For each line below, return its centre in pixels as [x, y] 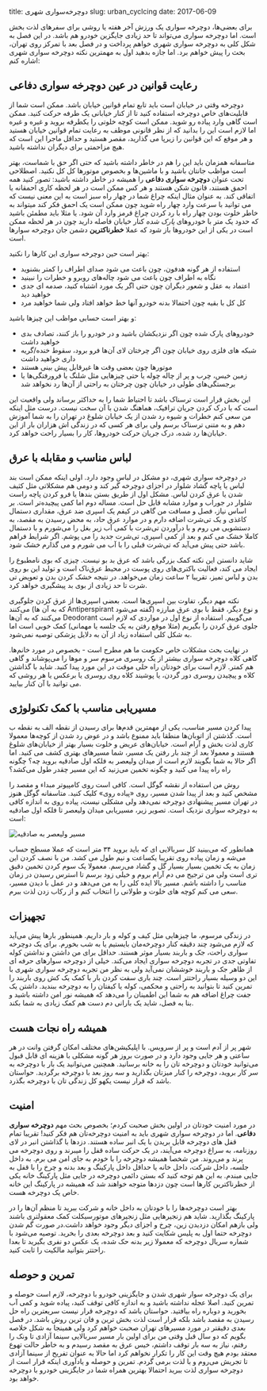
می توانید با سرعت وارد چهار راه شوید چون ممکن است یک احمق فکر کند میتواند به [130, 204]
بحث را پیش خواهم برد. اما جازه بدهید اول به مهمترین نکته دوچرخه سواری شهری [127, 52]
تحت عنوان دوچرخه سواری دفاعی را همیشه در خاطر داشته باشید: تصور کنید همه [126, 179]
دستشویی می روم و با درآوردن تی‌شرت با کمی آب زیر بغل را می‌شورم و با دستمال [130, 528]
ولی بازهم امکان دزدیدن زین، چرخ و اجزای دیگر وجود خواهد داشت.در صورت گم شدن [134, 1224]
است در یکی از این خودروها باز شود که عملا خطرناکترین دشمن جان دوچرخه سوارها [131, 229]
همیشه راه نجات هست [58, 1028]
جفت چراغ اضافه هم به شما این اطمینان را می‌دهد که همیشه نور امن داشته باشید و [130, 994]
